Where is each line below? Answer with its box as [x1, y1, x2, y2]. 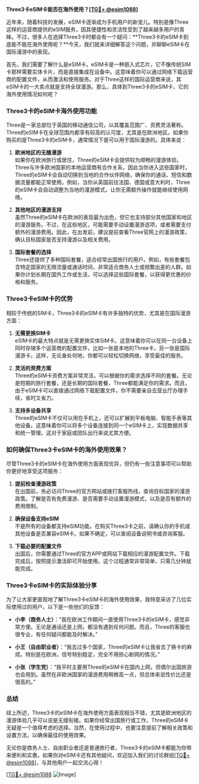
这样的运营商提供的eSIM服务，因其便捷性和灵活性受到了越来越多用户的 [6, 26, 179, 33]
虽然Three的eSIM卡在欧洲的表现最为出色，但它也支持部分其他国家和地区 [14, 214, 192, 221]
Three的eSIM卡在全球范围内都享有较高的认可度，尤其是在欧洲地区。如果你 [6, 129, 189, 136]
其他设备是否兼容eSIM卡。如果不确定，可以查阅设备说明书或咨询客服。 [14, 529, 188, 537]
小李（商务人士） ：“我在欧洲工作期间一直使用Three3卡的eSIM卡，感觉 [14, 616, 185, 623]
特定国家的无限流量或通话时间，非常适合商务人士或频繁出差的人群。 [20, 264, 187, 271]
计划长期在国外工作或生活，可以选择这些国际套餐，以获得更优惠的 [25, 271, 187, 278]
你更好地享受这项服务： [6, 467, 63, 475]
